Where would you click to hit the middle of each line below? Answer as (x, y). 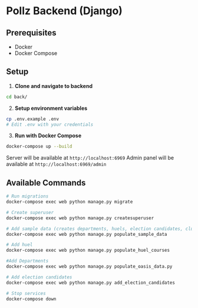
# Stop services (26, 293)
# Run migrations (27, 196)
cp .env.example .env (33, 119)
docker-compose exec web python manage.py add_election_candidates (91, 283)
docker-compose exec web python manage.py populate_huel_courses (88, 250)
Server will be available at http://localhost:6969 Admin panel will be (90, 158)
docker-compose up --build (39, 147)
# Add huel (19, 245)
